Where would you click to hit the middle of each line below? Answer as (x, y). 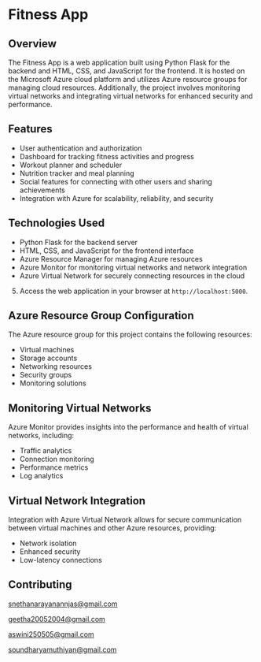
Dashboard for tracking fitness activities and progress (107, 156)
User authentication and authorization (81, 148)
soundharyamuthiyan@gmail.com (62, 649)
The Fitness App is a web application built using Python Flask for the (119, 62)
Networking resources (56, 366)
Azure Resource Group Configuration (101, 316)
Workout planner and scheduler (71, 165)
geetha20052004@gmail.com (57, 619)
